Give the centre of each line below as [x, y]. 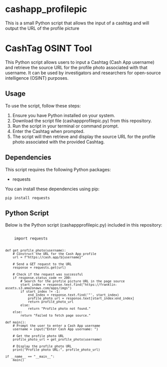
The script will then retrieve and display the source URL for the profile [84, 136]
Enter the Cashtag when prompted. [48, 131]
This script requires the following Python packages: [58, 169]
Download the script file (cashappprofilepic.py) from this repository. [82, 121]
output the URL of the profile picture [42, 28]
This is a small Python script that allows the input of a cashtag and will [77, 23]
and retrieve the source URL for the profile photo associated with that [77, 67]
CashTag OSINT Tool [49, 49]
